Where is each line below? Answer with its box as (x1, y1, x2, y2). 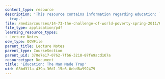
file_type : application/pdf (5, 26, 63, 30)
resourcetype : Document (5, 57, 54, 62)
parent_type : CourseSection (5, 48, 63, 53)
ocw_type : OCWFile (5, 39, 43, 44)
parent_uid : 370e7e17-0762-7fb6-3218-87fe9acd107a (5, 53, 111, 58)
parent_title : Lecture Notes (5, 44, 65, 49)
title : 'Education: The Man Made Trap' (5, 62, 87, 67)
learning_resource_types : (5, 30, 58, 35)
